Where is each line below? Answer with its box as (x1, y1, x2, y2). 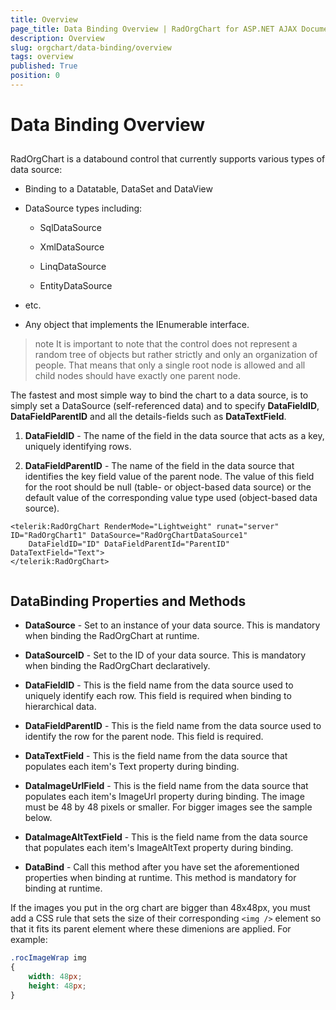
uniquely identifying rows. (24, 441, 132, 453)
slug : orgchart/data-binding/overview (10, 42, 172, 53)
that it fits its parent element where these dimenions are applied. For (10, 923, 292, 935)
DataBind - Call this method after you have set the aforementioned (24, 861, 300, 873)
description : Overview (10, 33, 105, 43)
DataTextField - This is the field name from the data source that (24, 750, 288, 762)
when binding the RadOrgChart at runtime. (24, 630, 200, 642)
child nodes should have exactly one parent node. (34, 370, 241, 382)
